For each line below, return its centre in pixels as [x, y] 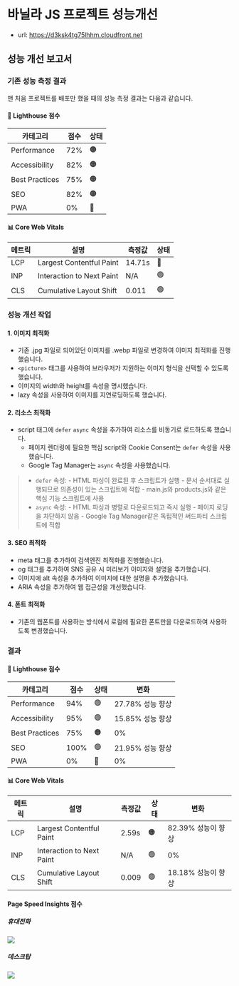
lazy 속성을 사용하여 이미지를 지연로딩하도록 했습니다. [92, 395]
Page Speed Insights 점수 [45, 904]
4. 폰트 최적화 [26, 604]
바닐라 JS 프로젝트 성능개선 [83, 15]
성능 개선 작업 [30, 315]
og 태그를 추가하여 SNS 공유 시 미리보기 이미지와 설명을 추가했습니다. [114, 569]
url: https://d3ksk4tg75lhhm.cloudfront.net [80, 35]
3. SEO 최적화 [27, 542]
